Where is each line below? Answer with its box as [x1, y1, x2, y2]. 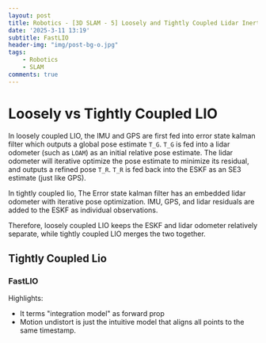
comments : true [8, 71, 59, 78]
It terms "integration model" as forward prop [19, 309, 165, 318]
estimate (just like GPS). [8, 173, 87, 182]
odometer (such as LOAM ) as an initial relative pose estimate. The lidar [8, 147, 234, 157]
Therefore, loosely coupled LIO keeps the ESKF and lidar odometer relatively [8, 220, 258, 230]
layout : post [8, 11, 51, 20]
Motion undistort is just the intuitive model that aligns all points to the [19, 318, 245, 327]
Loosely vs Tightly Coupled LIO [8, 105, 218, 123]
